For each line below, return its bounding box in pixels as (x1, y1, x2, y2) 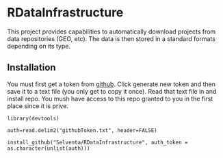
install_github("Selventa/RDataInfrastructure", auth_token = (7, 139, 188, 146)
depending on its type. (7, 42, 70, 50)
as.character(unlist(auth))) (7, 145, 90, 152)
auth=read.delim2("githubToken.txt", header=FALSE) (7, 127, 157, 134)
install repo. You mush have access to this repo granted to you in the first (7, 94, 213, 103)
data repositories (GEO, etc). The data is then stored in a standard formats (7, 34, 215, 42)
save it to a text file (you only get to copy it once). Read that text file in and (7, 87, 217, 95)
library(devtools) (7, 115, 60, 122)
